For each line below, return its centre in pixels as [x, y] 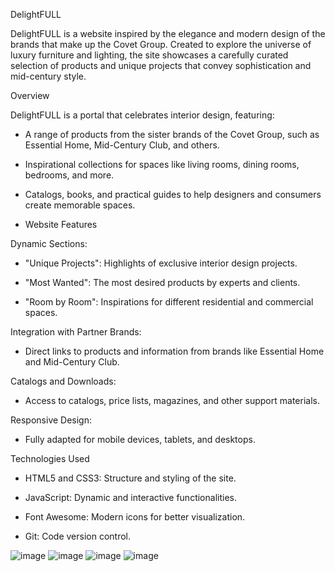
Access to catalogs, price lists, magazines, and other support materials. [172, 400]
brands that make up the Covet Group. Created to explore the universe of [161, 44]
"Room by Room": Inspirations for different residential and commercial [169, 302]
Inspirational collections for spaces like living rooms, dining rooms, [162, 164]
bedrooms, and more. [69, 175]
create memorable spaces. [80, 205]
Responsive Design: [51, 420]
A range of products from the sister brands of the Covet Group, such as [172, 134]
